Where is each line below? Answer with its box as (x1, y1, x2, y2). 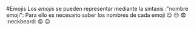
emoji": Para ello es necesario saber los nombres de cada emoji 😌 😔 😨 (6, 11, 187, 19)
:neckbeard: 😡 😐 (6, 18, 50, 25)
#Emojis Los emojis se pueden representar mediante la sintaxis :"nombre (6, 5, 189, 12)
